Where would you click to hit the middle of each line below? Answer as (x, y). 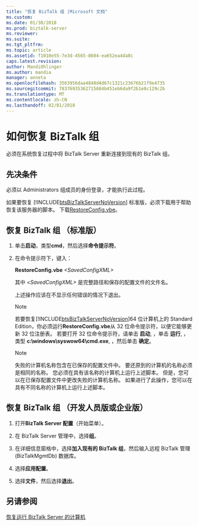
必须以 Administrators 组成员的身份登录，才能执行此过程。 (77, 190)
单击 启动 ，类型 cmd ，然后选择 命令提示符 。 (67, 246)
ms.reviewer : (22, 34)
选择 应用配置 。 (33, 468)
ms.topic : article (29, 50)
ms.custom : (20, 17)
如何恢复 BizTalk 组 (53, 136)
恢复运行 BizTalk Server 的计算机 (46, 517)
